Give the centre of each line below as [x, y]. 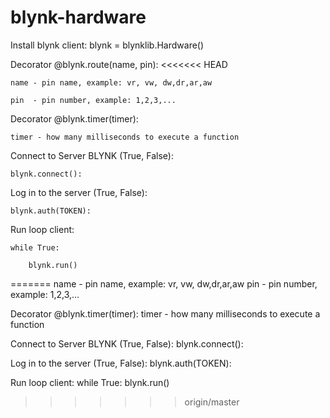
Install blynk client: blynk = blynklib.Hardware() [107, 45]
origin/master [212, 402]
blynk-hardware [78, 17]
